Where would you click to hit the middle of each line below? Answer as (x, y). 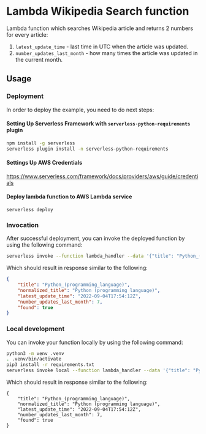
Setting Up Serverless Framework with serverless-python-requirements (98, 124)
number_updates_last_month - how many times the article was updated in (106, 53)
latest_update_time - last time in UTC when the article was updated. (102, 47)
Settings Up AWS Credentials (44, 163)
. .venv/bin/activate (34, 359)
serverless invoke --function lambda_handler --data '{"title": (90, 256)
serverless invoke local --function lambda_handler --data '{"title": (98, 371)
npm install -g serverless (41, 143)
